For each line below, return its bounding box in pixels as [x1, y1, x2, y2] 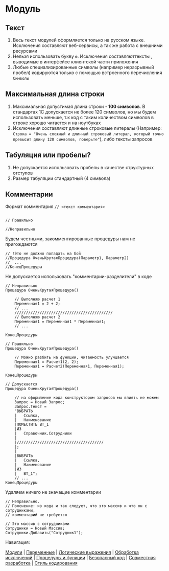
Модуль [5, 3, 41, 15]
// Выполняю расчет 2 [14, 315, 60, 320]
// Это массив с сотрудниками [5, 521, 70, 527]
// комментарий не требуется [5, 512, 67, 518]
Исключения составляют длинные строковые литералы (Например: [12, 125, 162, 131]
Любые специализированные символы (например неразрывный [12, 64, 154, 70]
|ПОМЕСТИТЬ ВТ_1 [14, 422, 50, 427]
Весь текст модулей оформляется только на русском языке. [12, 37, 145, 43]
